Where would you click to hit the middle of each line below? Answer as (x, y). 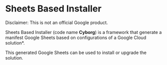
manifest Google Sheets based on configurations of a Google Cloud (76, 37)
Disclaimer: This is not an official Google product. (57, 22)
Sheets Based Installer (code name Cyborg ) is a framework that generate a (83, 32)
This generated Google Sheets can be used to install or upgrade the (76, 52)
